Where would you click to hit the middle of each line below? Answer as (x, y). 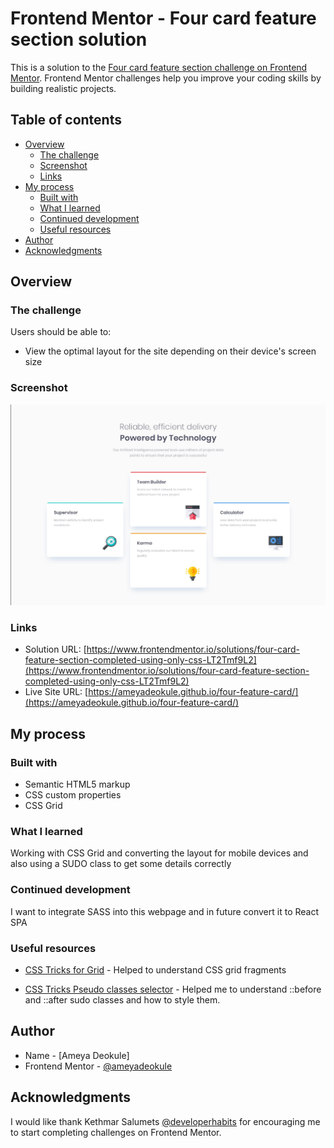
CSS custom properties (73, 795)
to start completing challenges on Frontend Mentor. (116, 1132)
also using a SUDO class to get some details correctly (121, 864)
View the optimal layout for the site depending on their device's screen (170, 351)
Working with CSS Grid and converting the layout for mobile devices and (159, 853)
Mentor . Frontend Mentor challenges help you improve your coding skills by (166, 78)
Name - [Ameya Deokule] (77, 1055)
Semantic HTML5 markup (77, 784)
